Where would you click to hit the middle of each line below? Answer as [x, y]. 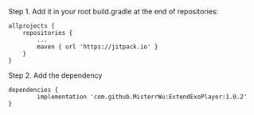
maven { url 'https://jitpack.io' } [98, 47]
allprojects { [32, 26]
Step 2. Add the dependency [55, 75]
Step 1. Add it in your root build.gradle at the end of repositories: [113, 11]
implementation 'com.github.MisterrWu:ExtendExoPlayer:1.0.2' [142, 97]
